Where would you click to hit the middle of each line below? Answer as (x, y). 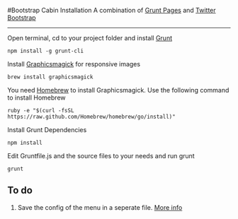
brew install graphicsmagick (50, 77)
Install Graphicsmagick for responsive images (74, 64)
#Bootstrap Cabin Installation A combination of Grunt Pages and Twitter (112, 10)
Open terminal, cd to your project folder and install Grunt (90, 38)
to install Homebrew (36, 97)
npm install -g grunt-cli (45, 51)
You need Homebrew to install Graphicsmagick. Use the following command (118, 90)
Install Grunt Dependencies (47, 130)
